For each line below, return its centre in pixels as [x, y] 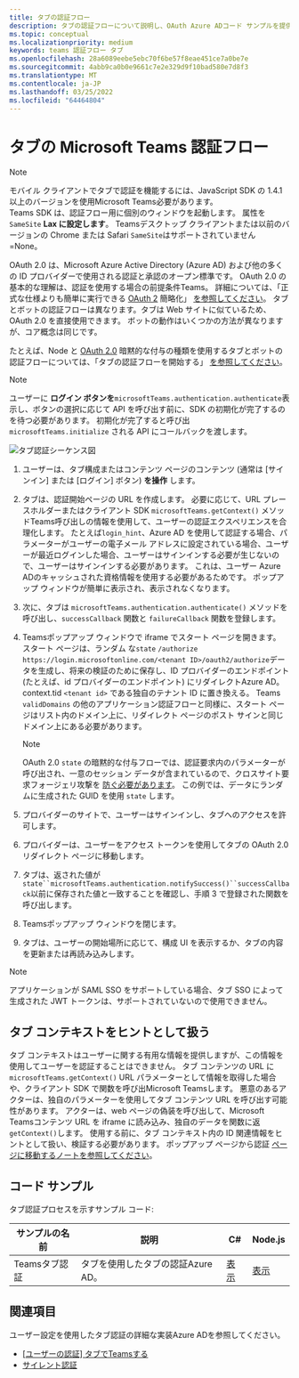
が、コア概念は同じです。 [56, 332]
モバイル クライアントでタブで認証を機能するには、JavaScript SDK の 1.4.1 [146, 190]
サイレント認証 [49, 1365]
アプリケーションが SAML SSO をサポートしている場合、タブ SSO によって [146, 990]
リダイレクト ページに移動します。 [85, 856]
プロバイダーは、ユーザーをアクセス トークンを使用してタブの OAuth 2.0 [155, 845]
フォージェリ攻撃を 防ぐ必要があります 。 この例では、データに [145, 785]
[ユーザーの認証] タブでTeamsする [85, 1353]
